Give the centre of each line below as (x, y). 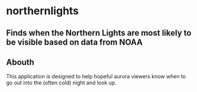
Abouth (20, 62)
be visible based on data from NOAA (75, 42)
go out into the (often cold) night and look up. (62, 83)
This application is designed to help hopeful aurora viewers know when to (96, 77)
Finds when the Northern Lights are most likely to (99, 33)
